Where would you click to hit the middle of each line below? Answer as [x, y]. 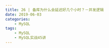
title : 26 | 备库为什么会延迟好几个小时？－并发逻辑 [54, 10]
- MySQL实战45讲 [30, 38]
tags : [11, 28]
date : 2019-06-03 [23, 14]
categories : [18, 19]
